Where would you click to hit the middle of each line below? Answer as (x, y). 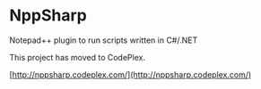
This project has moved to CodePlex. (78, 57)
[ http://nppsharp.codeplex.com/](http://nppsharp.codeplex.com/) (130, 74)
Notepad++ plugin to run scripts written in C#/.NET (104, 40)
